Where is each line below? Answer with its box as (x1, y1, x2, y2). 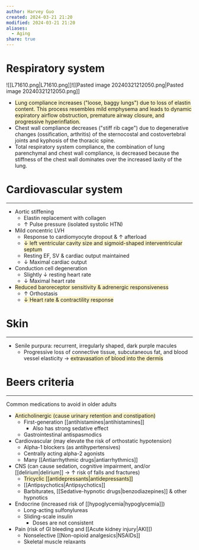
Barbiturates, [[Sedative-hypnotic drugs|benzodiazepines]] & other (23, 487, 187, 495)
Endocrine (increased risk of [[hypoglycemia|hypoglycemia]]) (14, 500, 165, 507)
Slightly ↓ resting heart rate (23, 271, 92, 278)
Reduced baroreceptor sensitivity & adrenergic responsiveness (14, 283, 169, 290)
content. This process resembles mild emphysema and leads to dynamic (14, 105, 192, 113)
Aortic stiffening (14, 208, 54, 215)
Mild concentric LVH (14, 226, 65, 234)
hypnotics (23, 494, 49, 501)
